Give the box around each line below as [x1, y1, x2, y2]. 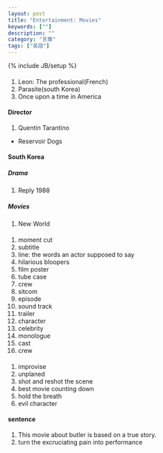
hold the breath [17, 392, 62, 400]
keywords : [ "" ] [8, 23, 52, 30]
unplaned [17, 370, 46, 378]
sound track [17, 302, 53, 310]
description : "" [8, 29, 55, 37]
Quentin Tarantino [17, 123, 70, 132]
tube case [17, 272, 47, 281]
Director [8, 108, 33, 117]
